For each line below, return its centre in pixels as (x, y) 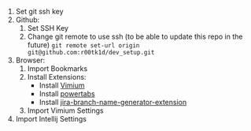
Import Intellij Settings (51, 119)
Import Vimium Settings (65, 110)
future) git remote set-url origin (83, 45)
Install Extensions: (57, 77)
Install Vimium (62, 85)
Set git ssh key (40, 11)
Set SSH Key (48, 28)
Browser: (30, 60)
